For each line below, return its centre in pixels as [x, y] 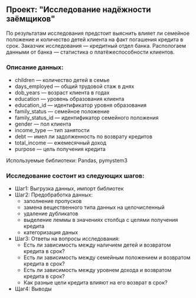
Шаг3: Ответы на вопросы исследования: [67, 239]
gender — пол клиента [43, 124]
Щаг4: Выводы [33, 289]
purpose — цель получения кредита [60, 149]
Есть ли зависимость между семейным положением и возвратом [107, 258]
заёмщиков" [31, 19]
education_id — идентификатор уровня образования [81, 105]
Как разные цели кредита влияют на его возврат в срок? [95, 283]
